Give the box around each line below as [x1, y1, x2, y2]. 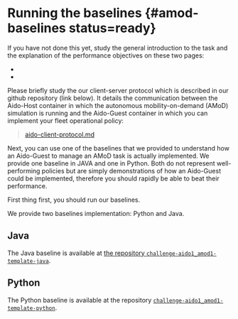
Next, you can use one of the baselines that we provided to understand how [7, 144, 229, 152]
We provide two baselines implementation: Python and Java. [7, 209, 185, 217]
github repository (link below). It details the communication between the [7, 94, 218, 102]
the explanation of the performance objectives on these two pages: [7, 51, 205, 60]
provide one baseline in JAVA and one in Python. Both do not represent [7, 158, 215, 168]
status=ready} [68, 20, 156, 36]
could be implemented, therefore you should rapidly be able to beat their [7, 174, 220, 183]
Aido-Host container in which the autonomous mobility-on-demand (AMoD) [7, 101, 229, 109]
